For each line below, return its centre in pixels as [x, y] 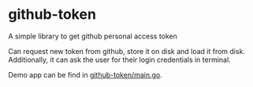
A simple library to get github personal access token [93, 36]
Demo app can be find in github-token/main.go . [86, 74]
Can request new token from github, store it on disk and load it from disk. [127, 51]
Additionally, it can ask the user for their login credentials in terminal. [119, 60]
